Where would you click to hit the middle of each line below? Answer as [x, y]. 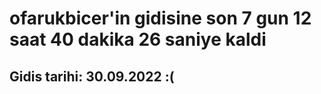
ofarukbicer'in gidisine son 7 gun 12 [160, 18]
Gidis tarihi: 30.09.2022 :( [92, 76]
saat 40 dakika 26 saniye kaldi [138, 39]
